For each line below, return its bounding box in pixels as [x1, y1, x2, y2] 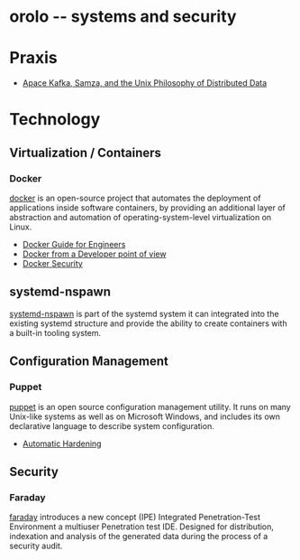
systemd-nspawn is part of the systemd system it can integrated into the [9, 308, 279, 319]
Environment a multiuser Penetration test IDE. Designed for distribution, [9, 521, 275, 532]
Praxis [9, 48, 58, 69]
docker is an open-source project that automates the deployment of [9, 192, 261, 203]
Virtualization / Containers [9, 145, 162, 160]
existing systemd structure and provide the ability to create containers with [9, 318, 287, 329]
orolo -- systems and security [9, 6, 237, 27]
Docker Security [22, 258, 83, 268]
